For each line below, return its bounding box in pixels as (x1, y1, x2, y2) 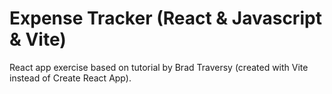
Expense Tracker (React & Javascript (9, 7, 322, 30)
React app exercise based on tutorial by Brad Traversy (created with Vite (9, 61, 309, 73)
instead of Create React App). (9, 72, 132, 84)
